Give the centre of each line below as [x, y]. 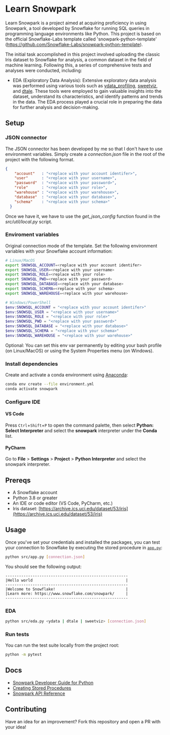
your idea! [16, 727]
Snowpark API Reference [39, 693]
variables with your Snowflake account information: [59, 251]
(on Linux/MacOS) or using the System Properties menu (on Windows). [79, 351]
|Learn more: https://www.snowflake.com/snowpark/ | [67, 593]
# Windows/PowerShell [28, 302]
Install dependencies [32, 364]
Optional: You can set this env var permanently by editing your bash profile [83, 345]
